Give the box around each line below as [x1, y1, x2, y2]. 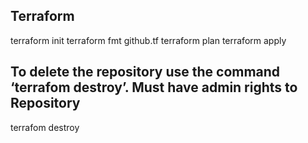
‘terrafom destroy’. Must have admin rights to [10, 79, 298, 96]
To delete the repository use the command [10, 64, 281, 81]
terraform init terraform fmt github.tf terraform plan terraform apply [10, 34, 287, 46]
